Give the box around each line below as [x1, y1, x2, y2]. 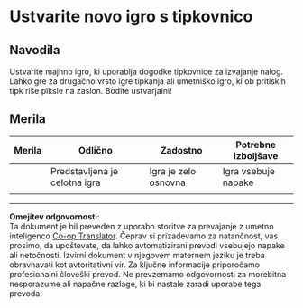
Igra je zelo [149, 164, 197, 177]
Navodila [9, 42, 60, 58]
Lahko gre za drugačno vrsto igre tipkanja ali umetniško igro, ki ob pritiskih [9, 76, 287, 87]
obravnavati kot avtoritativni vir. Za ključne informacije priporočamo [9, 259, 260, 270]
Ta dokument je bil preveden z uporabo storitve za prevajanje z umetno [9, 220, 274, 231]
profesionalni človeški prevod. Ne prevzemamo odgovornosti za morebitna [9, 268, 287, 279]
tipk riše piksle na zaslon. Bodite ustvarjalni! [9, 86, 173, 96]
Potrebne [235, 138, 277, 151]
